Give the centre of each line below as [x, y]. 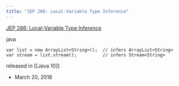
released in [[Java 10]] [33, 66]
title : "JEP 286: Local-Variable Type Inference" [68, 11]
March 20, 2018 [33, 77]
